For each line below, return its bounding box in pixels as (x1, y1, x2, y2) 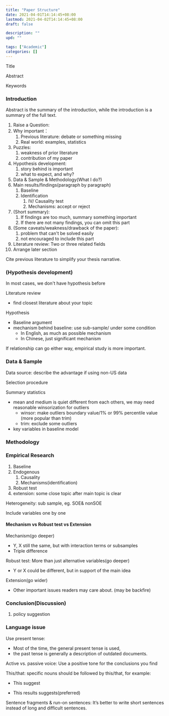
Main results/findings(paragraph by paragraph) (13, 182, 111, 188)
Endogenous (13, 469, 40, 475)
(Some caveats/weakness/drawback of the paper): (13, 225, 119, 231)
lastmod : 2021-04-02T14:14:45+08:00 (6, 17, 83, 22)
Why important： (13, 128, 48, 134)
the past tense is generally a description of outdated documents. (13, 650, 148, 656)
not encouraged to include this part (20, 236, 94, 242)
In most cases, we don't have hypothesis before (6, 280, 105, 286)
